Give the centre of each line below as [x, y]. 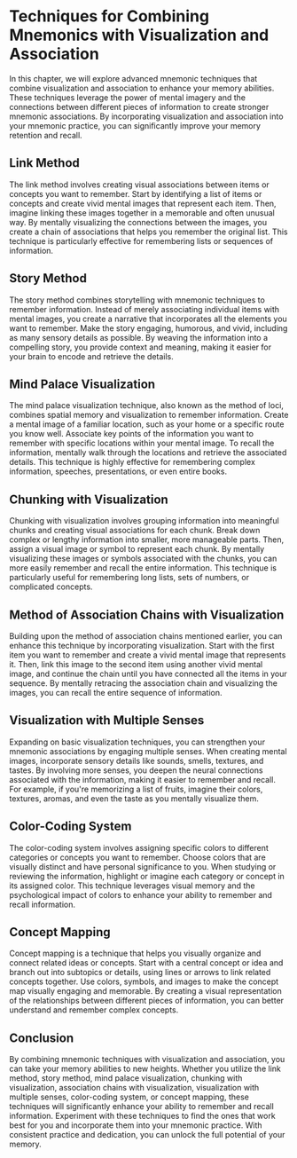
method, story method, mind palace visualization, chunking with [126, 1078]
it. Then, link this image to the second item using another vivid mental [136, 664]
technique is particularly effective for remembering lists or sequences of [141, 240]
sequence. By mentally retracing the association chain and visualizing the [143, 683]
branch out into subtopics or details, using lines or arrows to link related [140, 973]
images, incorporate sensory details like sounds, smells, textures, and [137, 760]
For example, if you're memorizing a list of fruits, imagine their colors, [136, 789]
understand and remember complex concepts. [94, 1010]
